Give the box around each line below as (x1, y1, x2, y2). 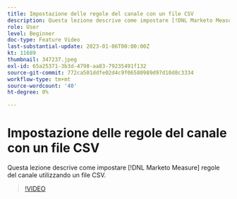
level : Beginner (7, 30, 55, 37)
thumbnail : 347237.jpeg (7, 56, 78, 63)
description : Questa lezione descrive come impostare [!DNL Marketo (7, 17, 213, 24)
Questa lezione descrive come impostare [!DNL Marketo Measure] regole (7, 163, 220, 172)
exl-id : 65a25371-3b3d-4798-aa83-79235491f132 (7, 63, 147, 70)
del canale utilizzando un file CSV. (7, 171, 107, 179)
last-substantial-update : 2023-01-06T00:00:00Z (7, 43, 150, 50)
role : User (7, 23, 39, 30)
